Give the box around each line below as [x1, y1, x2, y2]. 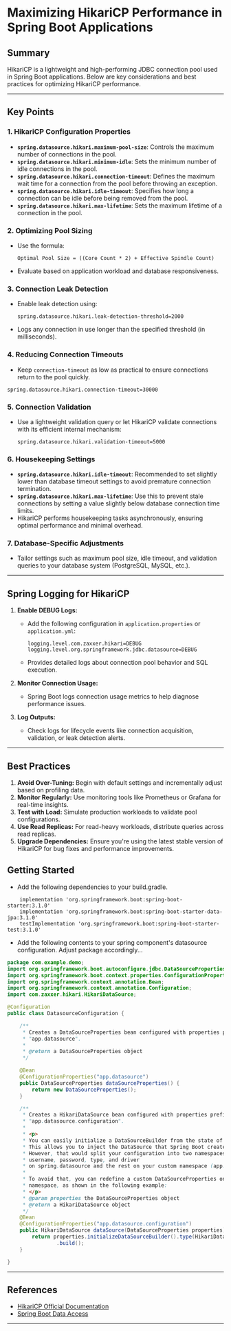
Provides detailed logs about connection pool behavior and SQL [27, 659, 208, 667]
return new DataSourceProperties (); [32, 1086, 137, 1093]
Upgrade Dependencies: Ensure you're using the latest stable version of [16, 837, 223, 845]
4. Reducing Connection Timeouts [7, 350, 124, 359]
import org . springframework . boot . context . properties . [7, 972, 165, 979]
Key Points [7, 106, 54, 118]
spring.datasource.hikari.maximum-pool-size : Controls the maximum [16, 143, 214, 151]
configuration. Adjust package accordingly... [16, 945, 143, 954]
